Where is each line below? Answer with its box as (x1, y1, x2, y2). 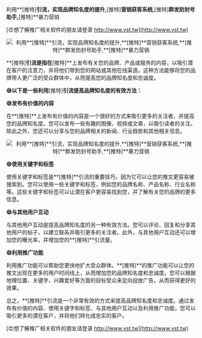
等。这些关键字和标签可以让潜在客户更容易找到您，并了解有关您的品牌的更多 (6, 189, 196, 195)
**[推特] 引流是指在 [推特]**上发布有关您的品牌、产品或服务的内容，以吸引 (6, 59, 188, 66)
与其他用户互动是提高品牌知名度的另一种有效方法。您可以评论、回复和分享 (6, 222, 191, 228)
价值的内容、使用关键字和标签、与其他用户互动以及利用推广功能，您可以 (16, 304, 196, 312)
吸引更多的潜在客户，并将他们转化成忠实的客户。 (6, 312, 127, 319)
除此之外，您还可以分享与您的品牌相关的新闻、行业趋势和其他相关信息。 (6, 127, 185, 134)
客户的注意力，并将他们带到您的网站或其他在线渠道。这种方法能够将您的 (11, 67, 191, 74)
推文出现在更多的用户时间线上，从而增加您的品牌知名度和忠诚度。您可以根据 (6, 270, 196, 276)
